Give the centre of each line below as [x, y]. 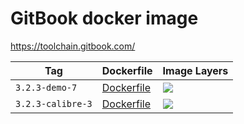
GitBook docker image [104, 18]
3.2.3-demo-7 [46, 87]
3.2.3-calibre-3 [54, 103]
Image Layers [195, 70]
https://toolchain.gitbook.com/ [73, 46]
